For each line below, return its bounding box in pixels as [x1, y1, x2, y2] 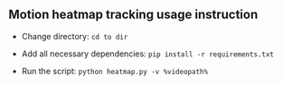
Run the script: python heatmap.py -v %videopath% [21, 65, 209, 76]
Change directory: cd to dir [21, 30, 128, 41]
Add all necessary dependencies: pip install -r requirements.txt [21, 48, 275, 59]
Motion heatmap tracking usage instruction [8, 7, 259, 22]
